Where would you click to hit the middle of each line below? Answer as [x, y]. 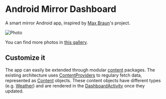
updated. [14, 91]
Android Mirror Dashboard [61, 9]
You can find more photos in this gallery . [47, 42]
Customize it [25, 58]
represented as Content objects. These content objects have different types [83, 80]
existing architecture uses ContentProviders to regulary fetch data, [74, 75]
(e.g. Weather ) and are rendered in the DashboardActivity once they [75, 86]
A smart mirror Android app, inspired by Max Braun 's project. [68, 23]
